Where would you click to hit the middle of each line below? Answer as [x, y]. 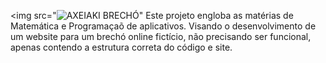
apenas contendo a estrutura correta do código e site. [121, 47]
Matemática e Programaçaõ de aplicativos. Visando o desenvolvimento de [163, 26]
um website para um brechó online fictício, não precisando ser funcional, [161, 36]
